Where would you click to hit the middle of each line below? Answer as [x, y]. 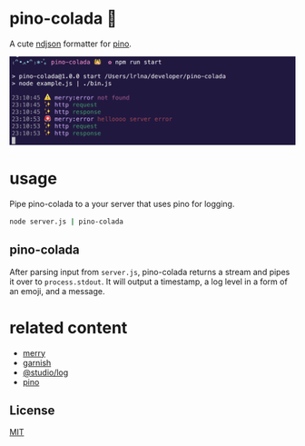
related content [69, 327]
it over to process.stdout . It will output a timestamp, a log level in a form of [148, 282]
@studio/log [45, 372]
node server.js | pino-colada [67, 222]
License [32, 410]
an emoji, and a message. [57, 291]
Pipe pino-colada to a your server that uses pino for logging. [122, 203]
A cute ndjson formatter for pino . [70, 44]
